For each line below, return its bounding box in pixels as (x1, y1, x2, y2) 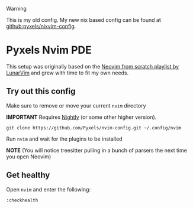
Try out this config (6, 86, 76, 96)
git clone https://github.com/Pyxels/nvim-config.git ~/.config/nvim (6, 125, 182, 131)
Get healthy (6, 170, 50, 180)
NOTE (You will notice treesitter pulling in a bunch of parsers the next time (6, 147, 188, 154)
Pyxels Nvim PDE (6, 44, 92, 57)
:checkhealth (6, 197, 38, 203)
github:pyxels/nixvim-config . (6, 23, 76, 30)
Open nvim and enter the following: (6, 186, 91, 193)
